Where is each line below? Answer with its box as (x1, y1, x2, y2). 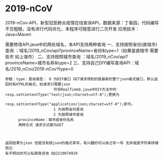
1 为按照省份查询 (53, 107, 84, 112)
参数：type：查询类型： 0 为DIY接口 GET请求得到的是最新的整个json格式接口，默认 (5, 76, 155, 81)
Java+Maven (5, 31, 31, 37)
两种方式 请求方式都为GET (18, 122, 64, 127)
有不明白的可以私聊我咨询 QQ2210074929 (5, 151, 78, 156)
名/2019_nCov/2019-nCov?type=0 (5, 66, 74, 71)
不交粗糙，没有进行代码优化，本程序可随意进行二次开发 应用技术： (5, 25, 140, 32)
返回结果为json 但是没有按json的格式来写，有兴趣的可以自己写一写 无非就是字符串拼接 (5, 140, 159, 145)
